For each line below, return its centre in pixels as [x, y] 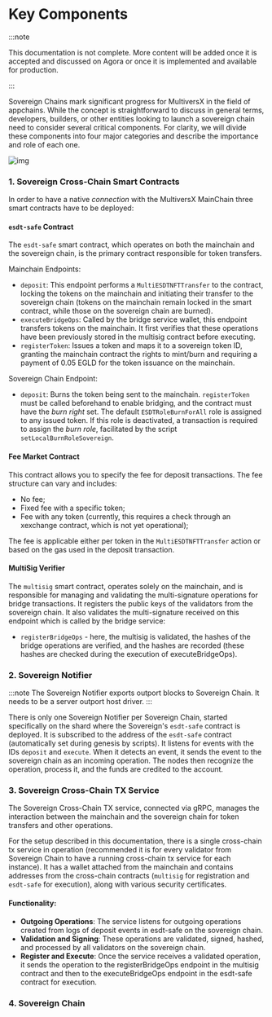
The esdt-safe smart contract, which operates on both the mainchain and [132, 244]
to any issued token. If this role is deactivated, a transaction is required [139, 420]
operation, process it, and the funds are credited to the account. [116, 769]
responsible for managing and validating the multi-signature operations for [134, 595]
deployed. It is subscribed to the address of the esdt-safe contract [120, 735]
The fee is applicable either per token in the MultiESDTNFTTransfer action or [135, 541]
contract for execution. [59, 982]
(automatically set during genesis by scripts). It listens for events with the [131, 743]
